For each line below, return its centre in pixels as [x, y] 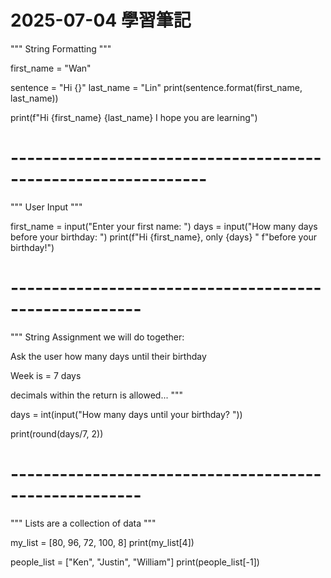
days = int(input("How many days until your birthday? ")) [126, 414]
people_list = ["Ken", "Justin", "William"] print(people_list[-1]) [135, 562]
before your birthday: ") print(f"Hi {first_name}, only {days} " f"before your [164, 237]
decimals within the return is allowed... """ [97, 395]
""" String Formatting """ [61, 48]
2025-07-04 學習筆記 [101, 20]
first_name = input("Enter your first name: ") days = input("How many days [164, 226]
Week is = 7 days [46, 375]
